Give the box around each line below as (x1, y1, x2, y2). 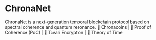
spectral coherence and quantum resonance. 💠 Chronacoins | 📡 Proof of (5, 24, 151, 30)
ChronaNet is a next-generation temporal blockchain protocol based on (5, 19, 150, 25)
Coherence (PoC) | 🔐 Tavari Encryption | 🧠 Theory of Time (5, 29, 123, 35)
